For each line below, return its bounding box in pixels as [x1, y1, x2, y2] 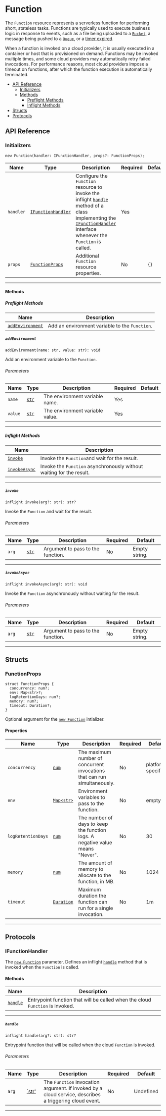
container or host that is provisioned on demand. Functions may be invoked [5, 51, 159, 56]
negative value [78, 839, 112, 846]
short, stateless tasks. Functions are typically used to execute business [5, 25, 150, 31]
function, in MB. [78, 878, 115, 885]
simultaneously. [78, 779, 115, 786]
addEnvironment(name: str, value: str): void [5, 348, 100, 353]
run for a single [78, 904, 114, 911]
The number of [78, 814, 113, 821]
